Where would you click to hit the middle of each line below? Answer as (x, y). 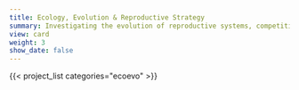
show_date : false (41, 51)
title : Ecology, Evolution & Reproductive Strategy (107, 17)
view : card (29, 34)
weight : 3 (28, 42)
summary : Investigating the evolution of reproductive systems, (131, 26)
